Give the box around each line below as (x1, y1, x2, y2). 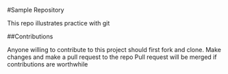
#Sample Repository (7, 6, 64, 14)
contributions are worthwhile (7, 60, 88, 68)
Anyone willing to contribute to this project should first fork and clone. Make (7, 46, 221, 53)
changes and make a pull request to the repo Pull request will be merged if (7, 53, 217, 61)
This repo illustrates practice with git (7, 19, 110, 27)
